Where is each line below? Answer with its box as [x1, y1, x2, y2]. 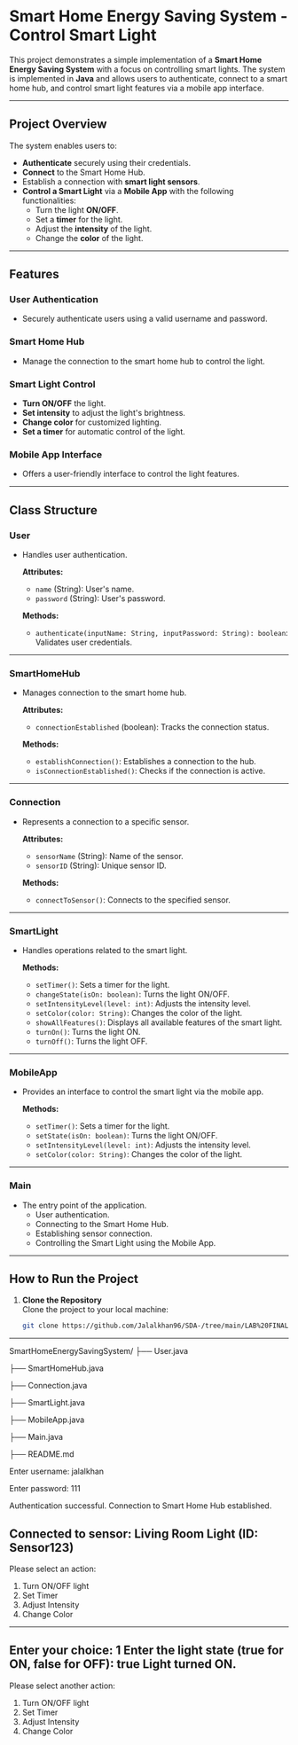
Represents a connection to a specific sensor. [21, 816, 190, 826]
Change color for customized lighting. [21, 417, 162, 427]
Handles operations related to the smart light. [21, 944, 188, 955]
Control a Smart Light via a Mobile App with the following [21, 185, 234, 196]
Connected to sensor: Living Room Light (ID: [9, 1526, 259, 1541]
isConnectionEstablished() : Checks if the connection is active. [35, 765, 266, 777]
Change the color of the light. [35, 232, 144, 243]
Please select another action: [9, 1680, 115, 1691]
